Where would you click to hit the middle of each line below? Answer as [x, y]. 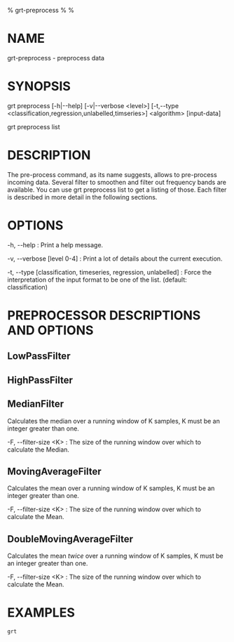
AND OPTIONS [50, 330]
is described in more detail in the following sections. [82, 197]
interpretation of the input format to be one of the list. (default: [97, 280]
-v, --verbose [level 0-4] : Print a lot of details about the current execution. [115, 258]
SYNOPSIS [39, 86]
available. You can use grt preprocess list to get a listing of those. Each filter [117, 190]
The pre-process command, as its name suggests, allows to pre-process [112, 174]
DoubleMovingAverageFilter [70, 539]
